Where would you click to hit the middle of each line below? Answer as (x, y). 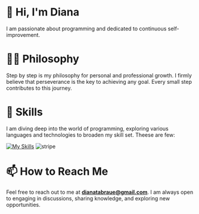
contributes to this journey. (39, 88)
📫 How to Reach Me (57, 171)
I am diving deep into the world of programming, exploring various (87, 128)
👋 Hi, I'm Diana (43, 12)
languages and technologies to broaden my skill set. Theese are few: (91, 135)
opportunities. (23, 204)
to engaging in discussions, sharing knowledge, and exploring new (88, 198)
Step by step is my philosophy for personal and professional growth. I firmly (99, 75)
